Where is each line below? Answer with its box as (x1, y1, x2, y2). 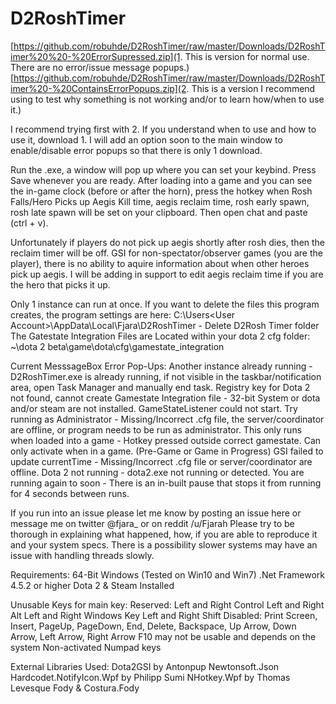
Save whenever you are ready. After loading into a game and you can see (10, 174, 313, 186)
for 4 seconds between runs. (10, 487, 130, 499)
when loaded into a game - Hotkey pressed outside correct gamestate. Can (10, 434, 322, 446)
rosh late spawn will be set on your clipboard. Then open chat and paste (10, 206, 308, 218)
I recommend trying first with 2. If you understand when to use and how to (10, 123, 317, 135)
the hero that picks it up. (10, 278, 111, 291)
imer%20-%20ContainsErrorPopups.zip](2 (10, 82, 187, 94)
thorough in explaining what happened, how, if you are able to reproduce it (10, 528, 318, 540)
